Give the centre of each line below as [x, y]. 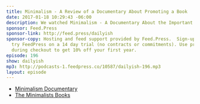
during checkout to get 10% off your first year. [74, 50]
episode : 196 [22, 56]
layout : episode [26, 72]
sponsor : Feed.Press [32, 28]
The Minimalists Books [42, 95]
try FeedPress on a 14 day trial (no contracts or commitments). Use [99, 45]
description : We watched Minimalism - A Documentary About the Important [100, 22]
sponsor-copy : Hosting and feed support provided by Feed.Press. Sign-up [101, 39]
